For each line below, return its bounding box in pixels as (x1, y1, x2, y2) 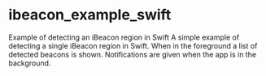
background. (8, 58, 51, 68)
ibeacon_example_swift (8, 6, 172, 24)
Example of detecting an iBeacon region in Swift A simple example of (8, 32, 240, 42)
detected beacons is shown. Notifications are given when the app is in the (8, 49, 257, 59)
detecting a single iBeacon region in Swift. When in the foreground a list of (8, 40, 258, 50)
